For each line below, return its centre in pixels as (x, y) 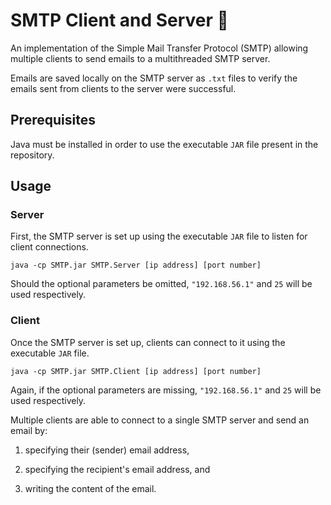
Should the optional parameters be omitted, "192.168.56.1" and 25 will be (161, 284)
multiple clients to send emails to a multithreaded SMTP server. (140, 58)
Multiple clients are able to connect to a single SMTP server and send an (160, 420)
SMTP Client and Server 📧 (119, 20)
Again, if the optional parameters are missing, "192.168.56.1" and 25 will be (166, 390)
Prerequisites (53, 120)
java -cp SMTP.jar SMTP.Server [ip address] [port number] (136, 265)
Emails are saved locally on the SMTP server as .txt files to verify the (154, 78)
